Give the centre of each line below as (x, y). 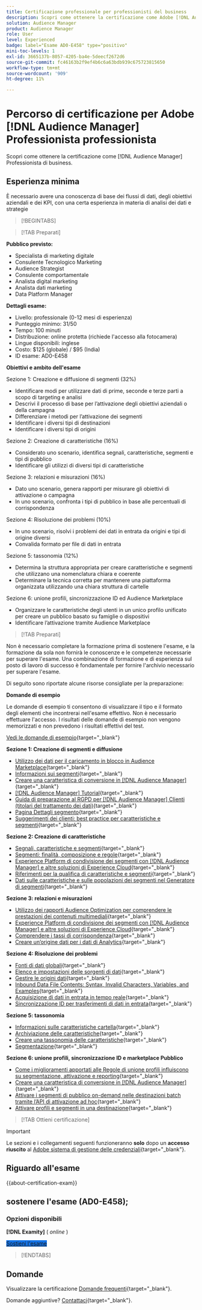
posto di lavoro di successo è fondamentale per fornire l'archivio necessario (100, 665)
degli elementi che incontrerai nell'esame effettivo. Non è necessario (91, 713)
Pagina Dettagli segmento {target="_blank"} (69, 812)
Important (18, 1131)
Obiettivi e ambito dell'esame (44, 367)
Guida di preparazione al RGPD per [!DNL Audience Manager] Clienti (100, 799)
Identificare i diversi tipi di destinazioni (63, 423)
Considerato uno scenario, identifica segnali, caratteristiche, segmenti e (104, 452)
